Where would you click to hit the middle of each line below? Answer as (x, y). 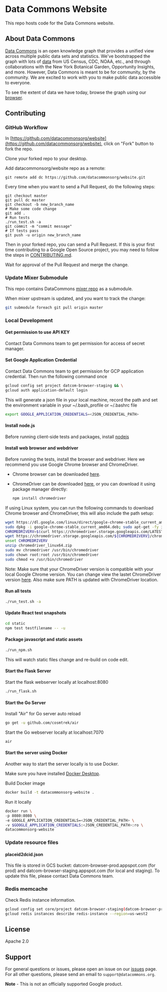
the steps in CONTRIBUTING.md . (39, 255)
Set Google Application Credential (41, 360)
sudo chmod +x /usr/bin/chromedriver (44, 559)
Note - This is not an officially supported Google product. (64, 984)
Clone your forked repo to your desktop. (46, 159)
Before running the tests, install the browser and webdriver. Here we (75, 459)
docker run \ (19, 811)
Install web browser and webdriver (42, 448)
